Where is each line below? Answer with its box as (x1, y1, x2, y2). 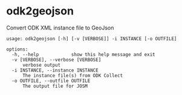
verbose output (22, 62, 61, 68)
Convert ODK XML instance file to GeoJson (6, 24, 114, 31)
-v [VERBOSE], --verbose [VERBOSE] (11, 57, 102, 63)
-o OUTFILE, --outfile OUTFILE (11, 78, 91, 84)
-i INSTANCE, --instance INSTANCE (11, 67, 99, 73)
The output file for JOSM (22, 83, 88, 89)
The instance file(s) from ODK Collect (22, 72, 123, 79)
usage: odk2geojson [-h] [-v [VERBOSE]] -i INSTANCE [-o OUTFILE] (6, 35, 177, 41)
